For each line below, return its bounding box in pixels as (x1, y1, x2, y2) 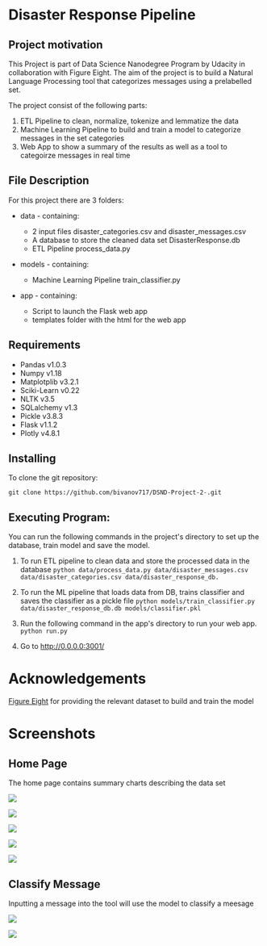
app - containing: (19, 291, 78, 300)
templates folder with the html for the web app (31, 315, 186, 324)
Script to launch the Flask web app (31, 306, 148, 316)
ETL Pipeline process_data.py (31, 244, 131, 253)
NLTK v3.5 (19, 394, 55, 404)
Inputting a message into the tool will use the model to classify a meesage (8, 898, 254, 908)
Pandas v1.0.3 (19, 359, 67, 369)
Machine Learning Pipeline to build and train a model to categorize (19, 125, 241, 134)
